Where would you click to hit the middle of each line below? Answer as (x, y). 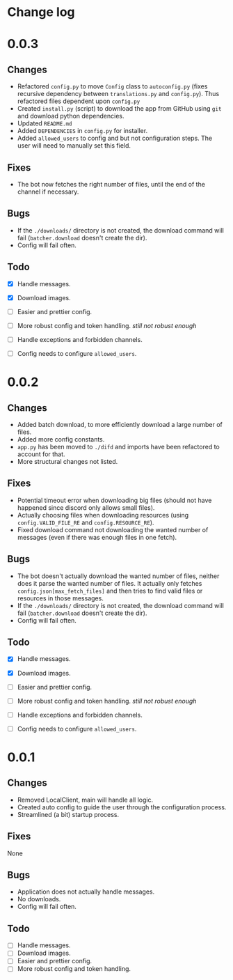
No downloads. (39, 899)
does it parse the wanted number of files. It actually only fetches (110, 583)
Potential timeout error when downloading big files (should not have (114, 500)
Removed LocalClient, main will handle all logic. (85, 800)
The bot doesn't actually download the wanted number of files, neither (118, 576)
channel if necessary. (48, 192)
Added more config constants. (61, 439)
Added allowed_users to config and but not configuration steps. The (115, 138)
